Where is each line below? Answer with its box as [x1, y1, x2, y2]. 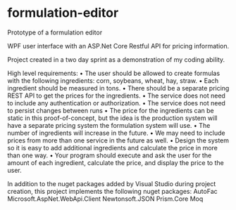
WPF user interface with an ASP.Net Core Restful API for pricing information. [7, 41, 230, 50]
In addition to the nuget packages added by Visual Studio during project [7, 179, 216, 188]
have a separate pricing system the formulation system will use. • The [7, 121, 211, 129]
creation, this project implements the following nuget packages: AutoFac [7, 187, 218, 195]
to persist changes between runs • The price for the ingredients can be [7, 106, 214, 114]
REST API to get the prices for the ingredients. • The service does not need [7, 91, 225, 100]
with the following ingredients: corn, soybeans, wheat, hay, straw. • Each [7, 76, 219, 85]
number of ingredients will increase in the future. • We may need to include [7, 129, 225, 137]
